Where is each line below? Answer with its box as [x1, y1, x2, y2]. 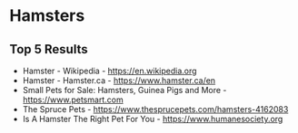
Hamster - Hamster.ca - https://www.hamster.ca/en [22, 75, 216, 86]
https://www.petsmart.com [22, 94, 124, 105]
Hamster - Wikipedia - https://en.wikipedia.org [22, 65, 197, 76]
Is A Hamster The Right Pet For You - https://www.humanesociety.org [22, 114, 283, 124]
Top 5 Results [9, 42, 88, 57]
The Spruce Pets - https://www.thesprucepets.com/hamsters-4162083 [22, 104, 289, 114]
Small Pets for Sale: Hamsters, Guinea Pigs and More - [22, 85, 227, 95]
